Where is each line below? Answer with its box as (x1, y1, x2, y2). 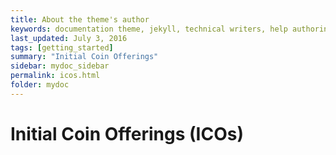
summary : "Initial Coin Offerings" (10, 52, 159, 62)
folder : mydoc (10, 80, 70, 90)
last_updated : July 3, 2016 (10, 33, 128, 43)
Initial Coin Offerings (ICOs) (10, 122, 244, 145)
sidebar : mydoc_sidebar (10, 61, 110, 71)
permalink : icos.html (10, 71, 101, 81)
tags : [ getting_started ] (10, 42, 114, 53)
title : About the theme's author (10, 14, 150, 25)
